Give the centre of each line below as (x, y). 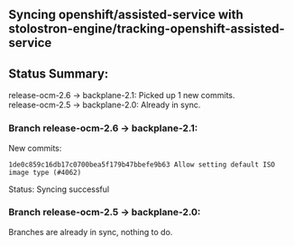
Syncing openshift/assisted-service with (126, 15)
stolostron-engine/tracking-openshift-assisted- (147, 29)
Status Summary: (59, 73)
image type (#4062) (45, 172)
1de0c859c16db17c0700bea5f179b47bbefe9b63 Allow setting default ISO (142, 164)
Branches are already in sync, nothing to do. (91, 232)
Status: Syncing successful (59, 189)
